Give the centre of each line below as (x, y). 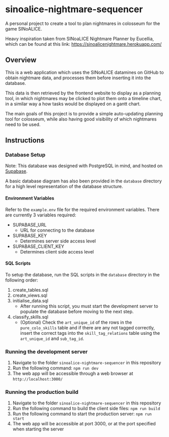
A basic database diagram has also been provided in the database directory (83, 181)
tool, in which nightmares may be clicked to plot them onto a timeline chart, (83, 98)
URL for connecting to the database (57, 230)
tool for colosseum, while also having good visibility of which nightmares (81, 119)
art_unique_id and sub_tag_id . (52, 338)
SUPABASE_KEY (30, 235)
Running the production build (42, 392)
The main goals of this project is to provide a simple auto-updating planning (84, 113)
